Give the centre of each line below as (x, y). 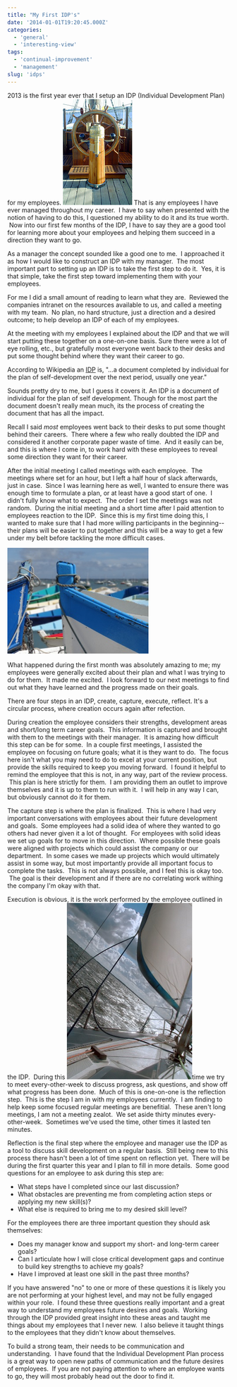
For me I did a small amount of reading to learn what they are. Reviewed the (118, 297)
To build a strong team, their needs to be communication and (96, 1346)
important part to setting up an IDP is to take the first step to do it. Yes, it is (116, 269)
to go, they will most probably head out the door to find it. (91, 1376)
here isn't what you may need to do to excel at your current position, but (112, 759)
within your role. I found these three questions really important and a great (116, 1302)
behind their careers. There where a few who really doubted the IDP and (113, 434)
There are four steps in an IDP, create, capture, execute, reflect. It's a (108, 701)
